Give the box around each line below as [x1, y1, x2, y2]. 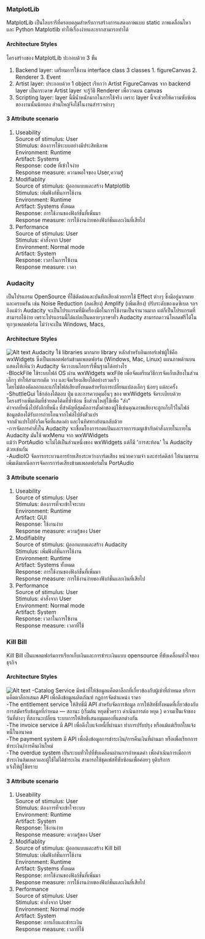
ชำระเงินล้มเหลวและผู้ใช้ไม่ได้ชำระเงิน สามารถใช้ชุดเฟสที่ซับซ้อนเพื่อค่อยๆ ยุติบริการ [6, 756, 171, 763]
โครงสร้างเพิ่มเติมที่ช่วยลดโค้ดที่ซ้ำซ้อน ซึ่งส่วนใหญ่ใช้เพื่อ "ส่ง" [6, 397, 131, 405]
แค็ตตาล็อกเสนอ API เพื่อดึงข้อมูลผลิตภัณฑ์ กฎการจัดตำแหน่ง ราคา [6, 694, 141, 701]
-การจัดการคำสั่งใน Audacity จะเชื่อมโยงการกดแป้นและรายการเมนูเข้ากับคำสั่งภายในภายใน [6, 425, 191, 432]
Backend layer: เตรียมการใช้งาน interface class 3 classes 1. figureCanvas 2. [15, 66, 198, 74]
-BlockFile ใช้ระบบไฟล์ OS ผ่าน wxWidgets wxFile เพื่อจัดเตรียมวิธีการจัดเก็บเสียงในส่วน [6, 370, 199, 377]
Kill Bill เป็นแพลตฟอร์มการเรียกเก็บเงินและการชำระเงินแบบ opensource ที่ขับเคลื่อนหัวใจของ [6, 651, 199, 659]
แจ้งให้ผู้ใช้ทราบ [6, 763, 38, 770]
